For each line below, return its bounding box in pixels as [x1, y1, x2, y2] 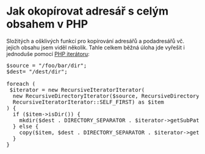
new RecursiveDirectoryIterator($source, [12, 93, 138, 99]
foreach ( [6, 80, 35, 87]
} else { [12, 123, 39, 130]
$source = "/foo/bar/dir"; [6, 62, 87, 69]
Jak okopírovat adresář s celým [6, 4, 169, 18]
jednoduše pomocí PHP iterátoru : [6, 50, 90, 57]
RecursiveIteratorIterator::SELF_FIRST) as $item [12, 99, 165, 105]
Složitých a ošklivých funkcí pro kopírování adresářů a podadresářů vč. [6, 37, 185, 44]
